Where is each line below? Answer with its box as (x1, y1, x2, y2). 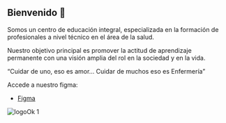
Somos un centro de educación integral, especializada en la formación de (7, 25, 219, 33)
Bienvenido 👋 (7, 7, 66, 19)
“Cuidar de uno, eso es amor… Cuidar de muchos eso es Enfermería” (7, 67, 206, 75)
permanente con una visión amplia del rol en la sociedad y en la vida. (7, 54, 206, 62)
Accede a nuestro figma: (7, 81, 78, 89)
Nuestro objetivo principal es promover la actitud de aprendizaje (7, 46, 192, 54)
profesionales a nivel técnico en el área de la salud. (7, 33, 155, 41)
